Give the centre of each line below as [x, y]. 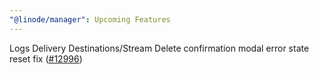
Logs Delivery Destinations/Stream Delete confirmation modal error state [159, 48]
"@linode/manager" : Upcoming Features [90, 19]
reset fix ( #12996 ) [46, 58]
